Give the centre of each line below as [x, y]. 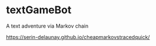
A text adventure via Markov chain [47, 26]
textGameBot [39, 10]
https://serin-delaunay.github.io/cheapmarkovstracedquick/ [78, 37]
